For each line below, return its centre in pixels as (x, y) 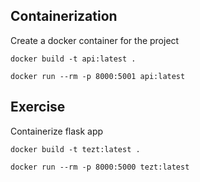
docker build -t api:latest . (73, 59)
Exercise (38, 107)
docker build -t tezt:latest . (75, 149)
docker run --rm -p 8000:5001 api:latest (98, 76)
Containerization (64, 16)
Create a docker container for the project (95, 40)
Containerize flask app (57, 131)
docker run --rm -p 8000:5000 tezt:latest (100, 167)
